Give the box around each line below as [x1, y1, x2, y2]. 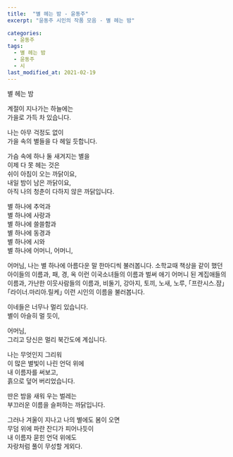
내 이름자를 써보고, [7, 367, 58, 376]
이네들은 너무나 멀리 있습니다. [7, 303, 89, 311]
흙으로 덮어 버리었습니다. [7, 377, 75, 385]
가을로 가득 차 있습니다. [7, 113, 72, 121]
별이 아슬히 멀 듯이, [7, 311, 60, 319]
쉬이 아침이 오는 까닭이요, [7, 169, 77, 178]
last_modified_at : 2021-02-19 [7, 68, 96, 76]
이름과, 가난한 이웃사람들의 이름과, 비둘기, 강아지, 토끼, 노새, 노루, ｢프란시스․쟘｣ [7, 279, 225, 287]
